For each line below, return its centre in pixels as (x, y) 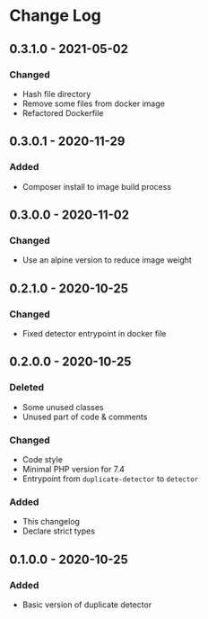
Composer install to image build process (97, 186)
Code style (42, 459)
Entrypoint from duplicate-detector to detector (110, 479)
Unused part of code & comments (85, 417)
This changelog (51, 522)
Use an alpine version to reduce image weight (107, 260)
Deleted (27, 388)
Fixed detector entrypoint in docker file (94, 333)
